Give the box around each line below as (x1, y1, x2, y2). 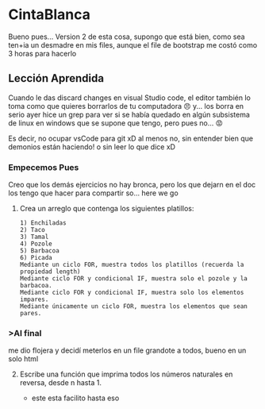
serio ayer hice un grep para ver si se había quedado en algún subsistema (8, 110, 250, 119)
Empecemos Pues (8, 161, 79, 172)
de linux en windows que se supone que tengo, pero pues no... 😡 (8, 118, 224, 128)
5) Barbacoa (19, 247, 60, 255)
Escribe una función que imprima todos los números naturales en (19, 369, 233, 379)
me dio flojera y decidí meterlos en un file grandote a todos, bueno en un (8, 345, 247, 355)
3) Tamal (19, 233, 49, 241)
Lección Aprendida (8, 71, 105, 85)
